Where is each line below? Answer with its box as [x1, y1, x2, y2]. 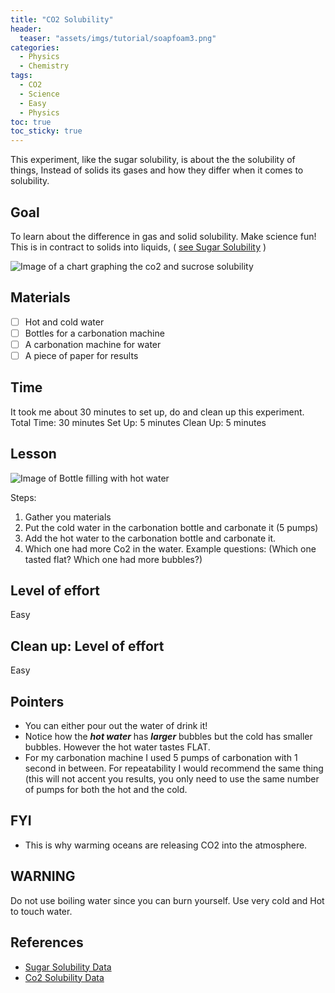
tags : [10, 71, 33, 81]
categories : [10, 42, 60, 53]
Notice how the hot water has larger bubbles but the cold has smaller [24, 731, 313, 743]
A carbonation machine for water [24, 338, 162, 350]
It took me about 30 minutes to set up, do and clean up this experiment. [10, 406, 305, 418]
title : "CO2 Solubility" [10, 14, 114, 25]
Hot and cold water [24, 316, 105, 328]
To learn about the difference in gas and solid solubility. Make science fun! [10, 230, 317, 242]
